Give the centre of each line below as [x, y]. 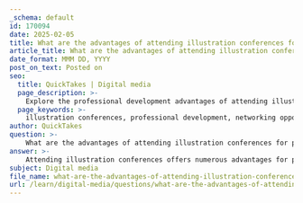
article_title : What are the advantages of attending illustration [139, 51]
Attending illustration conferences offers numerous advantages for [157, 159]
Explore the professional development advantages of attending [147, 101]
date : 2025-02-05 [42, 34]
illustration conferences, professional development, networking [151, 118]
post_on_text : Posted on [56, 68]
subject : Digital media [54, 168]
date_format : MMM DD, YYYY [60, 59]
